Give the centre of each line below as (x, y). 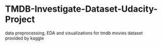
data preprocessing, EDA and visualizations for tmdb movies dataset (74, 33)
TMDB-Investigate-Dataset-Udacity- (81, 9)
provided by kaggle (24, 38)
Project (20, 19)
